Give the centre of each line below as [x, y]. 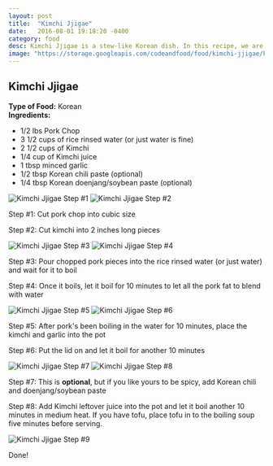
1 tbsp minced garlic [54, 165]
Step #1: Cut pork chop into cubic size [72, 214]
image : [19, 54]
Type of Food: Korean [45, 106]
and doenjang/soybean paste [58, 390]
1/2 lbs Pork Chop [50, 130]
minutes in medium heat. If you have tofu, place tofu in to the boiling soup [132, 415]
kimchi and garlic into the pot [57, 334]
